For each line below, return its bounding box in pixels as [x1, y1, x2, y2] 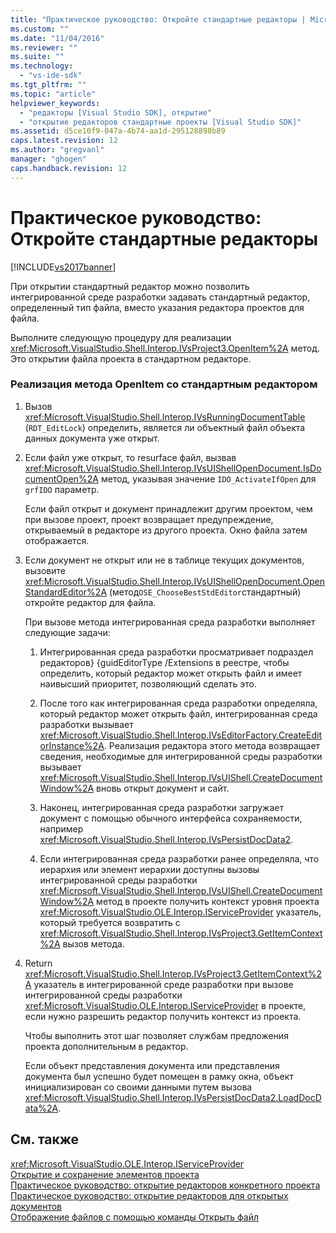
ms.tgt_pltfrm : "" [10, 80, 87, 90]
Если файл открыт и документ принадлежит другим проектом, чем [24, 502, 313, 515]
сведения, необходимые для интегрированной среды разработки [39, 750, 323, 762]
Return [24, 957, 53, 969]
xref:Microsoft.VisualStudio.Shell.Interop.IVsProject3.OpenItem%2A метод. [10, 342, 321, 354]
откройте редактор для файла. [24, 596, 157, 608]
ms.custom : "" [10, 24, 70, 34]
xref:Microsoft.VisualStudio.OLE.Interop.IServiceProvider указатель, [39, 906, 322, 918]
